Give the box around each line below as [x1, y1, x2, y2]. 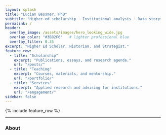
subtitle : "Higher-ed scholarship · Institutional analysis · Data [5, 16, 147, 21]
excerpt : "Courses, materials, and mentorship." [14, 71, 116, 76]
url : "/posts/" [14, 62, 45, 67]
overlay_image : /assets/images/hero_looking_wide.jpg [9, 30, 123, 35]
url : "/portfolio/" [14, 76, 54, 81]
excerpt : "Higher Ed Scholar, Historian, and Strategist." [5, 44, 129, 49]
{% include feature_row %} [5, 108, 60, 114]
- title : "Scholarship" [9, 53, 58, 58]
